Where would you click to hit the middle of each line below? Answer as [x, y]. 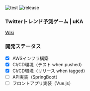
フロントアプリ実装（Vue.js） [43, 83]
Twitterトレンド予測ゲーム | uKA [44, 21]
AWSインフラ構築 [30, 58]
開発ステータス [23, 46]
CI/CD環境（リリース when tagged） [50, 71]
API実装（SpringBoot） [36, 77]
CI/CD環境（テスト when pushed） [48, 64]
